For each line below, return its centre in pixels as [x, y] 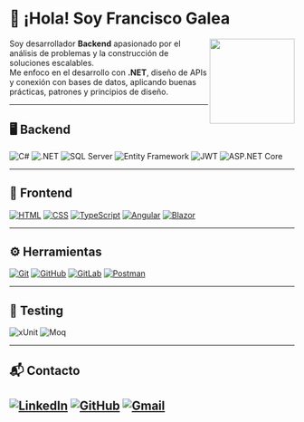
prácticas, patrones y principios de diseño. [89, 91]
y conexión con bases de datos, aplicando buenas [103, 82]
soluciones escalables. [52, 62]
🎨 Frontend [41, 193]
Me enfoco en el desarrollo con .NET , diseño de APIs [108, 72]
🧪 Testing [37, 310]
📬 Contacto [45, 370]
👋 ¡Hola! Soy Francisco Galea [120, 19]
